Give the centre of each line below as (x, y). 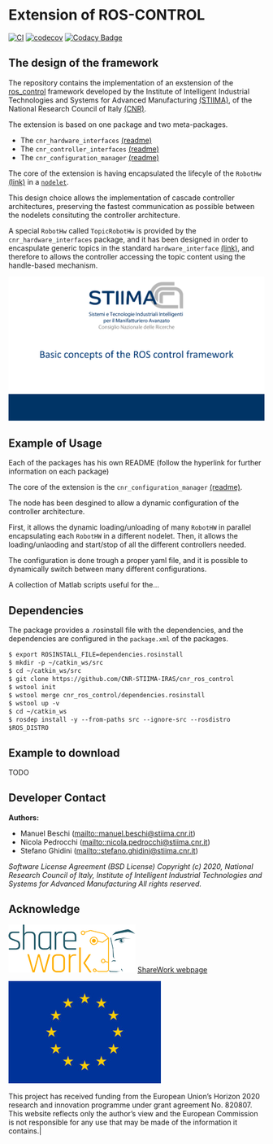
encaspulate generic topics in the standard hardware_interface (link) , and (131, 248)
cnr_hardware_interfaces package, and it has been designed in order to (128, 239)
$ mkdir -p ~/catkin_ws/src (56, 663)
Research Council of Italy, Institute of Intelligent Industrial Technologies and (135, 875)
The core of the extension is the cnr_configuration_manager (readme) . (126, 487)
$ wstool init (32, 688)
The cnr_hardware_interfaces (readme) (86, 140)
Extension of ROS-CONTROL (107, 15)
